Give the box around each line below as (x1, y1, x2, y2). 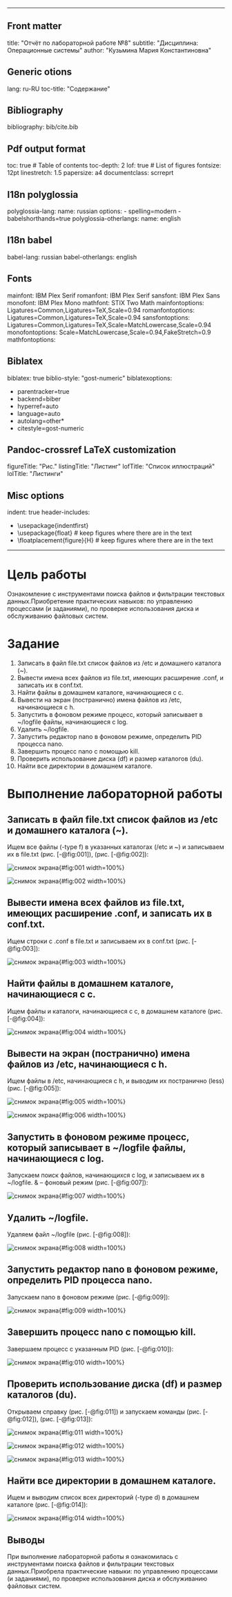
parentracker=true (17, 387, 70, 395)
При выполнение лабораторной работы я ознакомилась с (7, 1553, 179, 1561)
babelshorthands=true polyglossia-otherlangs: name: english (7, 215, 181, 223)
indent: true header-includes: (7, 508, 90, 516)
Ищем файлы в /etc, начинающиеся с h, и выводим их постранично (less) (7, 1077, 224, 1085)
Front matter (7, 20, 62, 32)
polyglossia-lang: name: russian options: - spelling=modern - (7, 207, 182, 215)
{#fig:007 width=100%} (58, 1192, 126, 1201)
